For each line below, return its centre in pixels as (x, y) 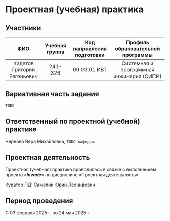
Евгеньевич (24, 76)
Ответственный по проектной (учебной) (73, 121)
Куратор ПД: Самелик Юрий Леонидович (50, 185)
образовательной (138, 48)
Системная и (138, 63)
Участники (23, 28)
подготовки (90, 55)
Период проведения (39, 200)
